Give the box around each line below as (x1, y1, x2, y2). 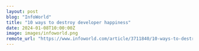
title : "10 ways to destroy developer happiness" (6, 19, 131, 25)
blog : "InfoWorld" (6, 14, 52, 20)
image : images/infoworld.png (6, 30, 78, 36)
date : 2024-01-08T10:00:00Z (6, 25, 76, 31)
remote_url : (6, 36, 36, 42)
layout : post (6, 8, 38, 15)
